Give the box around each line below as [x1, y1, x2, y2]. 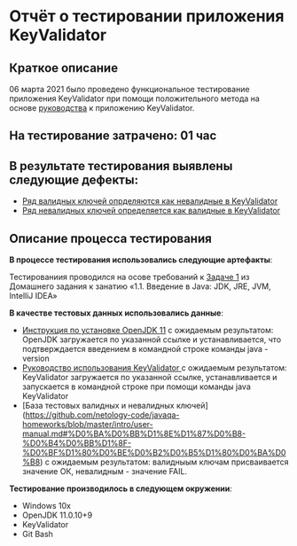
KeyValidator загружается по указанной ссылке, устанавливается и [21, 372, 277, 383]
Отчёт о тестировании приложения [9, 6, 285, 27]
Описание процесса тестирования [9, 230, 213, 246]
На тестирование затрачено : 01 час [9, 129, 217, 144]
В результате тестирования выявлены [9, 158, 233, 174]
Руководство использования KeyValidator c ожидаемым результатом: [21, 363, 287, 373]
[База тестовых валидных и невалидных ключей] [21, 401, 208, 411]
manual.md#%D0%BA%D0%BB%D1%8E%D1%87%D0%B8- [21, 428, 246, 440]
